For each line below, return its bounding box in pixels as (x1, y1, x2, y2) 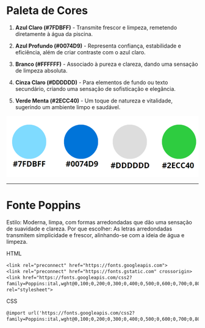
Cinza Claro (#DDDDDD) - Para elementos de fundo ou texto (15, 79, 168, 86)
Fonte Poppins (6, 198, 81, 212)
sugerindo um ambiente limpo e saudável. (15, 103, 121, 110)
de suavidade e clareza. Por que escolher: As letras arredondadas (6, 225, 173, 232)
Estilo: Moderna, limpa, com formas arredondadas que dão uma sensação (6, 218, 192, 226)
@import (6, 310, 26, 316)
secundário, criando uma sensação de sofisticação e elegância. (15, 85, 176, 92)
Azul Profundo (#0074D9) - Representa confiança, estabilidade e (15, 42, 181, 49)
